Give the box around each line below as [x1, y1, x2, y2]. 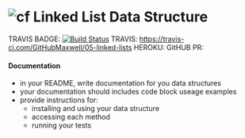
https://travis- [139, 34, 185, 44]
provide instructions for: [19, 95, 99, 105]
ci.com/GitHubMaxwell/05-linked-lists [8, 42, 132, 52]
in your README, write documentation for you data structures [19, 79, 222, 88]
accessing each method [31, 112, 111, 122]
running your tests [31, 121, 92, 130]
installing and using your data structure [31, 104, 160, 113]
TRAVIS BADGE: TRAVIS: [8, 34, 138, 44]
